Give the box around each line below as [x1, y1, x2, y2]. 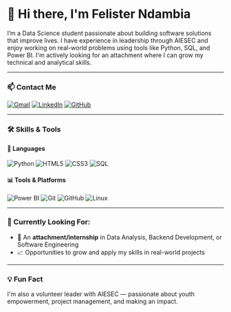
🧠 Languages [7, 144, 45, 152]
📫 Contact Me [7, 82, 56, 92]
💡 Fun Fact [7, 274, 43, 284]
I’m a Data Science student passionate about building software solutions [7, 29, 212, 37]
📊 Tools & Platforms [7, 176, 67, 184]
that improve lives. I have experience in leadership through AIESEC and [7, 36, 208, 44]
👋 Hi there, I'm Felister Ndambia [7, 6, 191, 22]
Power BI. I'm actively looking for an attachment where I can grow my [7, 51, 204, 59]
